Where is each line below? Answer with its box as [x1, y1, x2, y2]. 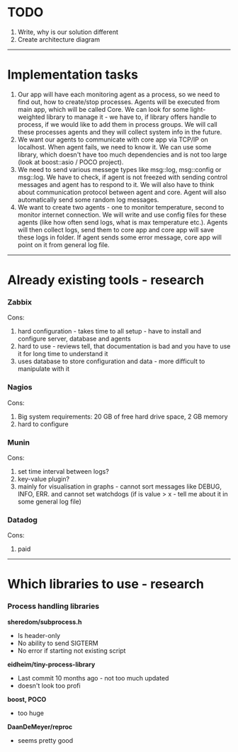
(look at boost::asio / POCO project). [17, 157, 124, 166]
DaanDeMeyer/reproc [7, 722, 73, 731]
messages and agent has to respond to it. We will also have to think [17, 180, 215, 188]
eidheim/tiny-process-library [7, 660, 96, 668]
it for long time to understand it [17, 350, 108, 358]
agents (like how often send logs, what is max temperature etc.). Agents [17, 217, 228, 227]
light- [190, 105, 206, 113]
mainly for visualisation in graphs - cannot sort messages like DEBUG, [17, 482, 222, 491]
